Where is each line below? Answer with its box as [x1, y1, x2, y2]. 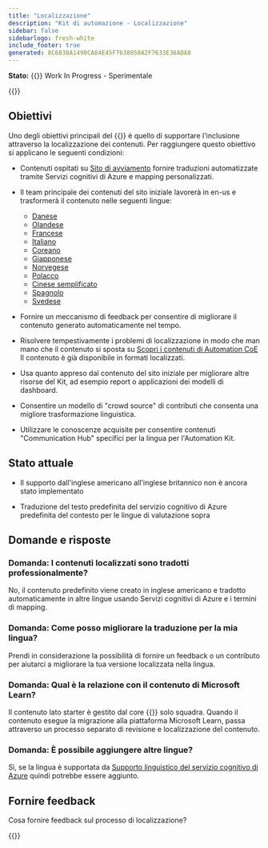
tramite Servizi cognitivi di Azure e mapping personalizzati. [19, 171, 214, 181]
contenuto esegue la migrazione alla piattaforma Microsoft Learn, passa [8, 715, 246, 725]
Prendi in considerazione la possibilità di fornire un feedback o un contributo [8, 650, 260, 660]
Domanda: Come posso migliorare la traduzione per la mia [8, 622, 238, 634]
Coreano [31, 245, 62, 254]
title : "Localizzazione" [8, 11, 91, 20]
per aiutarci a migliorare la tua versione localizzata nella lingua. [8, 659, 216, 669]
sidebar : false [8, 26, 59, 34]
